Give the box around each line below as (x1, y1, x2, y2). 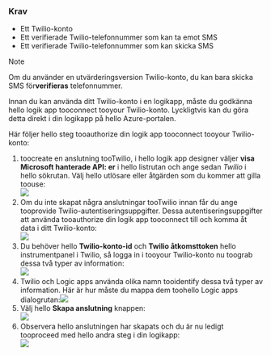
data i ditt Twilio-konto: (19, 224, 97, 233)
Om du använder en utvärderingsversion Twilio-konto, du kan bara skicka (8, 73, 253, 82)
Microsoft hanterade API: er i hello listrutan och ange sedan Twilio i (19, 162, 247, 172)
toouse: (19, 179, 46, 189)
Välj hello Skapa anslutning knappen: (19, 304, 146, 313)
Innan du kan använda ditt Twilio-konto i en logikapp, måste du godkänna (8, 97, 253, 107)
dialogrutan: (19, 295, 61, 304)
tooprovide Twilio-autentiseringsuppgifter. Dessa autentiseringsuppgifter (19, 206, 263, 216)
